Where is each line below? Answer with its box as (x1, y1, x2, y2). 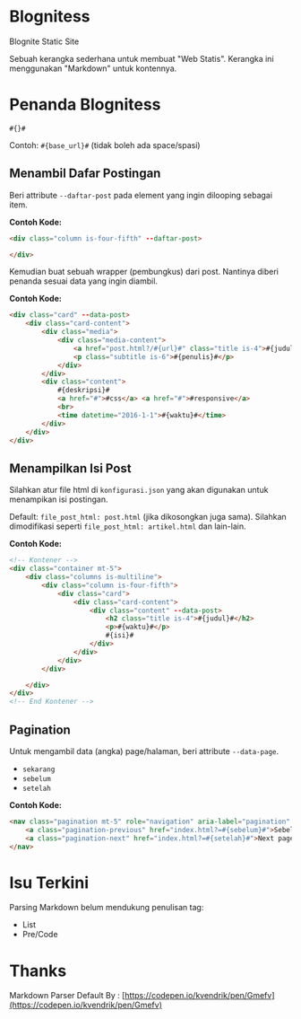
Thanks (9, 961, 67, 980)
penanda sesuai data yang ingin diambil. (9, 276, 159, 286)
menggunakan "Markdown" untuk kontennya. (9, 63, 177, 74)
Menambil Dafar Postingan (9, 166, 161, 181)
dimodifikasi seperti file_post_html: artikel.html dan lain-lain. (9, 521, 246, 531)
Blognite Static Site (9, 36, 80, 47)
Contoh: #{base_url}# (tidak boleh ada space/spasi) (9, 139, 201, 150)
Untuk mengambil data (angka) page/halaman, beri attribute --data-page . (9, 745, 279, 756)
